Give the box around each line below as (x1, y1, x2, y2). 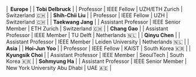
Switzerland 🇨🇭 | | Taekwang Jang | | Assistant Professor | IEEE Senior (6, 18, 181, 25)
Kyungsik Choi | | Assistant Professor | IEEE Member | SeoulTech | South (6, 52, 184, 58)
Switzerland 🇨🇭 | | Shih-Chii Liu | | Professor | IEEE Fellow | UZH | (6, 12, 168, 19)
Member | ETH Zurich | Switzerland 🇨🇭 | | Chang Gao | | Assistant (6, 25, 168, 32)
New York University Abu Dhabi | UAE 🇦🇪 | (6, 65, 112, 71)
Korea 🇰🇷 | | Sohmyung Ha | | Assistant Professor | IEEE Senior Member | (6, 58, 187, 65)
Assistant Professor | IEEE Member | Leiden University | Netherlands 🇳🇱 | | (6, 38, 190, 45)
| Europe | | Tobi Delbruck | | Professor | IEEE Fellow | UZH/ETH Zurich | (6, 6, 183, 12)
